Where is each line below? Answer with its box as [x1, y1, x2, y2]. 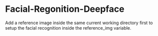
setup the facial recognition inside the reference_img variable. [5, 25, 132, 31]
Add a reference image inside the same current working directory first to [5, 20, 153, 26]
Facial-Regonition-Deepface [5, 3, 125, 15]
